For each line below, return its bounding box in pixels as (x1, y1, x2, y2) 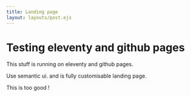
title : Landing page (6, 8, 59, 15)
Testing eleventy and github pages (6, 41, 185, 55)
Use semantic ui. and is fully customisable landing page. (6, 72, 147, 79)
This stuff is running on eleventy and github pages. (6, 61, 133, 68)
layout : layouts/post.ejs (6, 15, 72, 21)
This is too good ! (6, 84, 50, 92)
